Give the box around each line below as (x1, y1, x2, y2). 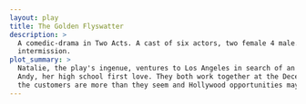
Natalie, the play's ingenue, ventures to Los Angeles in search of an (17, 64, 296, 73)
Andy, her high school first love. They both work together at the (17, 72, 280, 81)
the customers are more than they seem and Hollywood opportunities (17, 80, 283, 90)
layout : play (9, 13, 59, 23)
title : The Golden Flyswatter (9, 22, 125, 31)
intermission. (17, 47, 71, 56)
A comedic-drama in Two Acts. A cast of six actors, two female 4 (17, 38, 275, 48)
